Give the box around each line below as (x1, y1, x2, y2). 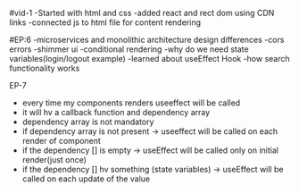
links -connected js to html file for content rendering (9, 17, 202, 28)
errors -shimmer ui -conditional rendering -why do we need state (9, 44, 249, 55)
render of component (21, 136, 101, 146)
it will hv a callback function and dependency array (21, 107, 211, 117)
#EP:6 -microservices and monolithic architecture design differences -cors (9, 35, 285, 45)
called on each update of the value (21, 173, 151, 184)
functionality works (9, 63, 80, 73)
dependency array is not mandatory (21, 116, 154, 127)
